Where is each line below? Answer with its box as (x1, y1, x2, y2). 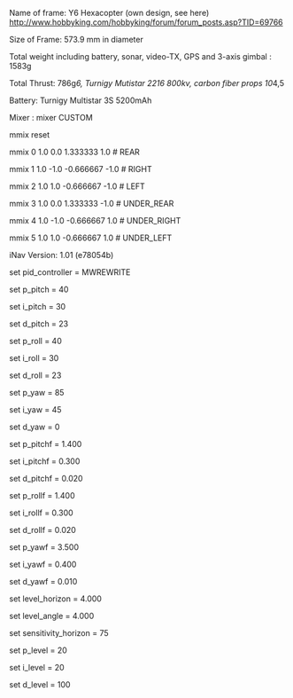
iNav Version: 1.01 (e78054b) (9, 250, 114, 260)
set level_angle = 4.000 (9, 611, 95, 621)
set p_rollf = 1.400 (9, 490, 75, 500)
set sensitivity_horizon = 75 (9, 628, 109, 638)
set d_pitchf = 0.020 (9, 474, 83, 483)
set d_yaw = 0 (9, 421, 60, 432)
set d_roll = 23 (9, 370, 62, 380)
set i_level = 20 (9, 663, 65, 672)
